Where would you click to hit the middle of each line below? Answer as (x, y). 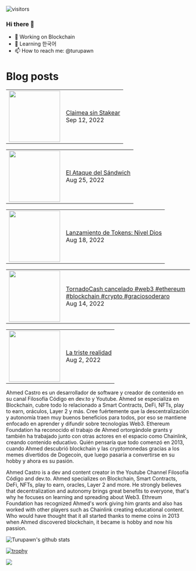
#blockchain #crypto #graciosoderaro (118, 297)
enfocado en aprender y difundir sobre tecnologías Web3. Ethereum (88, 424)
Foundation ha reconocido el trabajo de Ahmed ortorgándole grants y (89, 430)
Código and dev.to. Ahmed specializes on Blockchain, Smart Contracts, (92, 479)
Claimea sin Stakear (93, 113)
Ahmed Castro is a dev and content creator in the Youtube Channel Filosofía (97, 472)
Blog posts (32, 77)
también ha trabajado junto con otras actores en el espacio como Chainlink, (97, 436)
